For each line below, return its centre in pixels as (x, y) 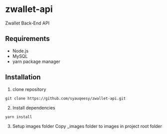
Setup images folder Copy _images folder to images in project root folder (87, 126)
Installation (23, 77)
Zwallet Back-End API (27, 23)
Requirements (27, 39)
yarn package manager (36, 61)
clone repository (29, 89)
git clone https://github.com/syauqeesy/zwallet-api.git (66, 98)
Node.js (20, 50)
